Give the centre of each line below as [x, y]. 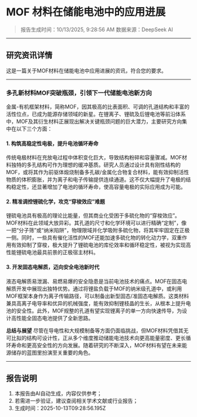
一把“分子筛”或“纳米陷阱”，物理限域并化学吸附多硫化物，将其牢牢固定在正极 [98, 231]
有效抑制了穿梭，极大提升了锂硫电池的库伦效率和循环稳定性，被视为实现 [98, 245]
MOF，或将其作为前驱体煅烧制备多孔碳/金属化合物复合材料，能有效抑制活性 [98, 172]
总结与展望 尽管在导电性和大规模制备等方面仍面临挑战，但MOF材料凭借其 [95, 331]
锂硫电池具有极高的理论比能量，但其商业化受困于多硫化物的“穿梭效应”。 [93, 216]
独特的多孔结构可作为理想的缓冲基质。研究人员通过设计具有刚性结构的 [96, 165]
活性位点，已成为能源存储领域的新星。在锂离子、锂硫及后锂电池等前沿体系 [96, 114]
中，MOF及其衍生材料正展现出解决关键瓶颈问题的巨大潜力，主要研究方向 [94, 122]
